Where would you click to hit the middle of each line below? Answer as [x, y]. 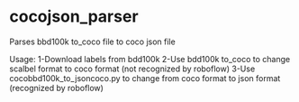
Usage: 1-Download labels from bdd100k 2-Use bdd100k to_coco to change [150, 59]
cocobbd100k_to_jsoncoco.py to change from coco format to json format [145, 78]
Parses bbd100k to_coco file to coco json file [92, 42]
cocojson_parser [74, 17]
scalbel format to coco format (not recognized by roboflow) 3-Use [132, 69]
